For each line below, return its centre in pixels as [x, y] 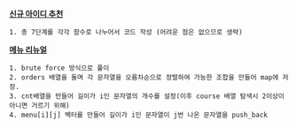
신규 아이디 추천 [36, 14]
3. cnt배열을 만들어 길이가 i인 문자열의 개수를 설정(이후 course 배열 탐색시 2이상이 [147, 96]
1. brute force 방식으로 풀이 [59, 68]
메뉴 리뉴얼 [28, 49]
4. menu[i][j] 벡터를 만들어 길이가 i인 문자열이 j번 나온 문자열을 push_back [138, 115]
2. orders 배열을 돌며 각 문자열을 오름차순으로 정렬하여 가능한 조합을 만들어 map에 [144, 78]
